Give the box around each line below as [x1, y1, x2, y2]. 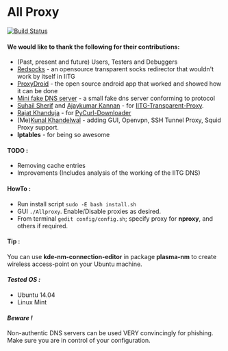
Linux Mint [16, 298, 47, 306]
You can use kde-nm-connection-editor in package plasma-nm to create [7, 252, 217, 261]
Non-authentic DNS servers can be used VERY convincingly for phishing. [7, 329, 214, 337]
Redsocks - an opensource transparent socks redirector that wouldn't [16, 65, 214, 73]
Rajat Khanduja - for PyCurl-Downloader [16, 109, 131, 117]
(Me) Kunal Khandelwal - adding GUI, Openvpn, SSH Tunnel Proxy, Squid [16, 116, 221, 124]
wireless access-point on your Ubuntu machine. [7, 260, 142, 268]
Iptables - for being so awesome [16, 131, 110, 139]
